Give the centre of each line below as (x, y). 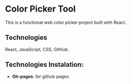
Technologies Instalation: (44, 65)
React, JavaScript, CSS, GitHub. (37, 49)
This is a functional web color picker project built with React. (66, 22)
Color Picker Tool (40, 9)
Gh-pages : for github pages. (41, 76)
